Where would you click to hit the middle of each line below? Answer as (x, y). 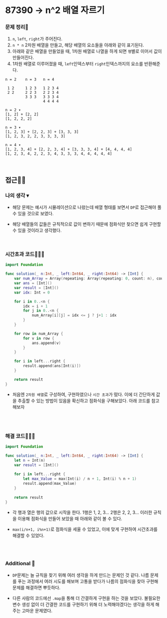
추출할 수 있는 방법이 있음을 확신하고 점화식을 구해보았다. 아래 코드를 (84, 400)
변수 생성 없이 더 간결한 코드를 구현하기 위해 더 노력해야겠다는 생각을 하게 (83, 604)
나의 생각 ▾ (17, 195)
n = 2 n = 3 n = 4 (30, 80)
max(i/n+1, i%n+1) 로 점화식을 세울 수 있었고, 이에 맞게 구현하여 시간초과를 (85, 529)
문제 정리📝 (17, 27)
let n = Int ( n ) (30, 460)
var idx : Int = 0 (32, 293)
